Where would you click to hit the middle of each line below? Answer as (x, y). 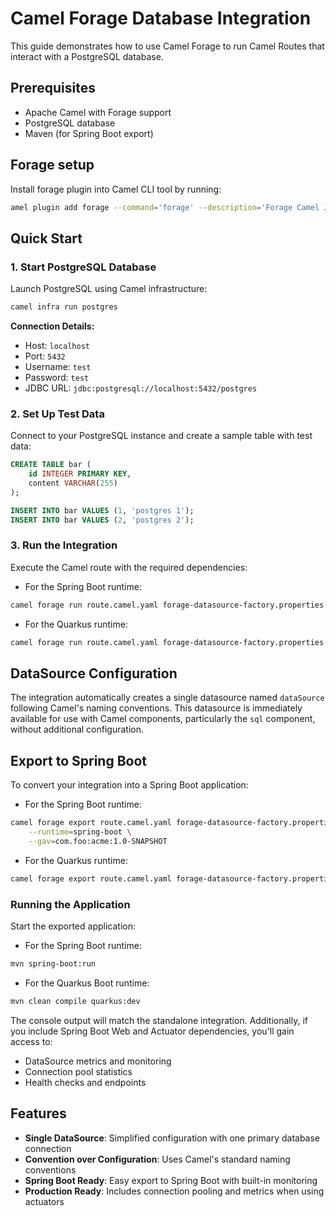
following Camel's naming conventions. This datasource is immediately (156, 708)
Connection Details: (52, 326)
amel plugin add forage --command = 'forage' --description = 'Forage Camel (165, 207)
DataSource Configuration (94, 673)
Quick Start (46, 238)
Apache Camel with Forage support (98, 112)
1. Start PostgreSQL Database (83, 267)
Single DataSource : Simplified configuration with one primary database (172, 1138)
